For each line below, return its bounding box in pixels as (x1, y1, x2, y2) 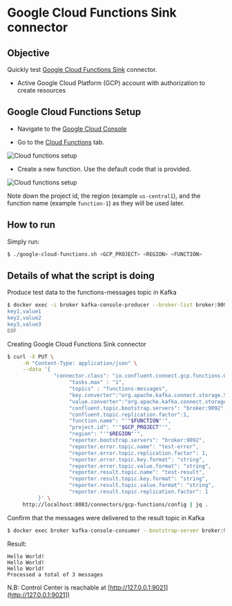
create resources (17, 86, 66, 94)
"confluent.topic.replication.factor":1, (68, 411, 190, 418)
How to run (7, 219, 56, 231)
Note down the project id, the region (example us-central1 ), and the (7, 192, 201, 200)
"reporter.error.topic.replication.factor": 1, (68, 450, 209, 457)
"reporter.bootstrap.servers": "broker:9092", (68, 437, 206, 444)
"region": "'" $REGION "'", (68, 430, 144, 437)
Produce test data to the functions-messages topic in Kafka (7, 288, 177, 297)
